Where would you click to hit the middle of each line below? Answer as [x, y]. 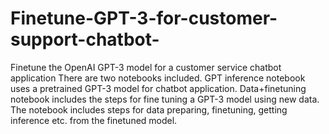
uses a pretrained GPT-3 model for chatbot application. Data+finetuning [158, 88]
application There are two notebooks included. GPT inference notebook [158, 78]
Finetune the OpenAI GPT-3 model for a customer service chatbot [146, 67]
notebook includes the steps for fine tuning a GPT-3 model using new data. [165, 99]
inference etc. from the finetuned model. [94, 120]
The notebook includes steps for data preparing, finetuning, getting [149, 109]
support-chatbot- [85, 39]
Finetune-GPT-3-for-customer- [144, 18]
